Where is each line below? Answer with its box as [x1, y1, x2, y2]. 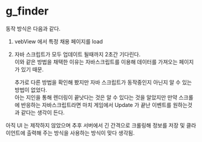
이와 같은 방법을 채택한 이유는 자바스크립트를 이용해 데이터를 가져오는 [14, 58, 178, 65]
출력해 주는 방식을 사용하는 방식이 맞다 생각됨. [26, 129, 135, 137]
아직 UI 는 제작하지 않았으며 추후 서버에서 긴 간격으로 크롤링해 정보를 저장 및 [5, 121, 185, 129]
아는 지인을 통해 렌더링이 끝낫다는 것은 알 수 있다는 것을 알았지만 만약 [14, 94, 178, 101]
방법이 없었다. [14, 86, 48, 93]
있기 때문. [21, 65, 44, 73]
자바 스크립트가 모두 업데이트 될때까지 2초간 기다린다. [14, 50, 141, 58]
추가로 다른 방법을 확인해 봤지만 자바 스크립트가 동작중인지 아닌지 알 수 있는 [14, 79, 192, 86]
